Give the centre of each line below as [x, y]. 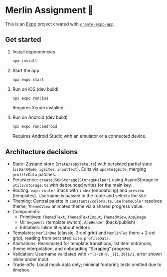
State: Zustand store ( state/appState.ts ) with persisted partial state [82, 164]
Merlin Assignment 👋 [49, 10]
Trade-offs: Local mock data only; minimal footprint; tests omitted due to [87, 265]
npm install [25, 61]
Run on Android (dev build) [40, 117]
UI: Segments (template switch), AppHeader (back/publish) [78, 222]
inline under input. [31, 260]
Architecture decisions [42, 152]
